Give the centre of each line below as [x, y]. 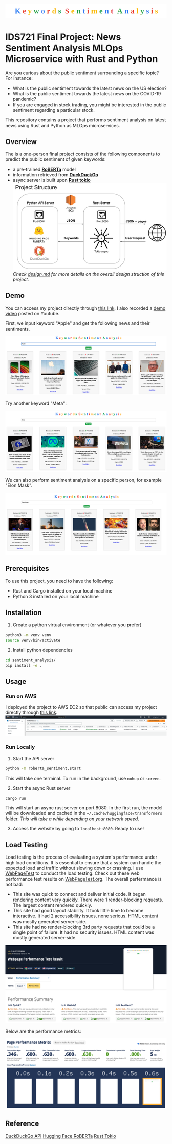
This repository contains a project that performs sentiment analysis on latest [86, 120]
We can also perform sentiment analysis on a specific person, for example [84, 480]
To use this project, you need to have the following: [59, 581]
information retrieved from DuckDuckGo [55, 175]
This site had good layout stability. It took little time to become [78, 911]
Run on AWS [21, 696]
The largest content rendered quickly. [52, 905]
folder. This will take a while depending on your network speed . [72, 819]
